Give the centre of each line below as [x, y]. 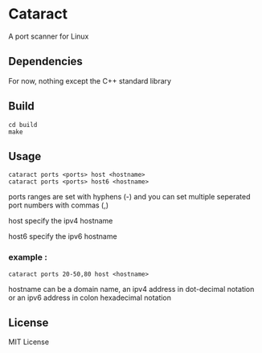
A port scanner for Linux [49, 36]
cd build [23, 125]
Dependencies [45, 62]
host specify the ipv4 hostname [61, 221]
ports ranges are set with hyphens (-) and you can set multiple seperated [129, 197]
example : [28, 257]
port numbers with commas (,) [59, 205]
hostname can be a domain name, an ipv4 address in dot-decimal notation [131, 289]
